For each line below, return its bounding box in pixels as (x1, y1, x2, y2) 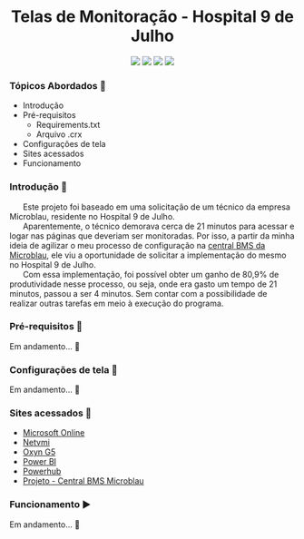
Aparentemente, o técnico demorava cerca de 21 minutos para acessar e (22, 220, 295, 231)
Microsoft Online (22, 427, 85, 438)
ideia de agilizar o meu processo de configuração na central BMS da (9, 240, 266, 250)
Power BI (22, 456, 57, 467)
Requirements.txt (35, 120, 101, 131)
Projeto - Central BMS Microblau (22, 475, 144, 486)
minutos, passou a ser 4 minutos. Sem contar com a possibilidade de (9, 288, 268, 299)
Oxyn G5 (22, 446, 56, 457)
